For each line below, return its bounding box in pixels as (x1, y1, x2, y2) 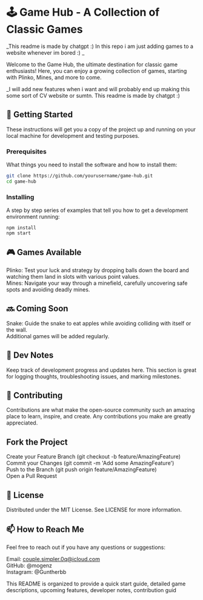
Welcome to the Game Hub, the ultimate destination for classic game (6, 61, 178, 68)
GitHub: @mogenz (6, 562, 53, 569)
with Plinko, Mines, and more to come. (6, 73, 102, 81)
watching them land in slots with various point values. (6, 273, 141, 280)
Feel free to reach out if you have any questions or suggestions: (6, 544, 165, 551)
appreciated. (6, 419, 38, 426)
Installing (6, 193, 35, 201)
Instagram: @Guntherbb (6, 568, 67, 575)
